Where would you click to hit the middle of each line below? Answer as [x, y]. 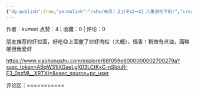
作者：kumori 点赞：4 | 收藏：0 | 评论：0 [56, 29]
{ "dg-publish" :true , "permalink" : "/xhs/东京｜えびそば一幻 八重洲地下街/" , [93, 11]
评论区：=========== [35, 85]
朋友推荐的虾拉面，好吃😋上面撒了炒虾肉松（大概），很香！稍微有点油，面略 [98, 41]
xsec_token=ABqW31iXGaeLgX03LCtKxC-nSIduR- [67, 67]
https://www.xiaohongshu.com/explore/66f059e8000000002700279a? [93, 61]
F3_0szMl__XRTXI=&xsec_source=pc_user [57, 73]
